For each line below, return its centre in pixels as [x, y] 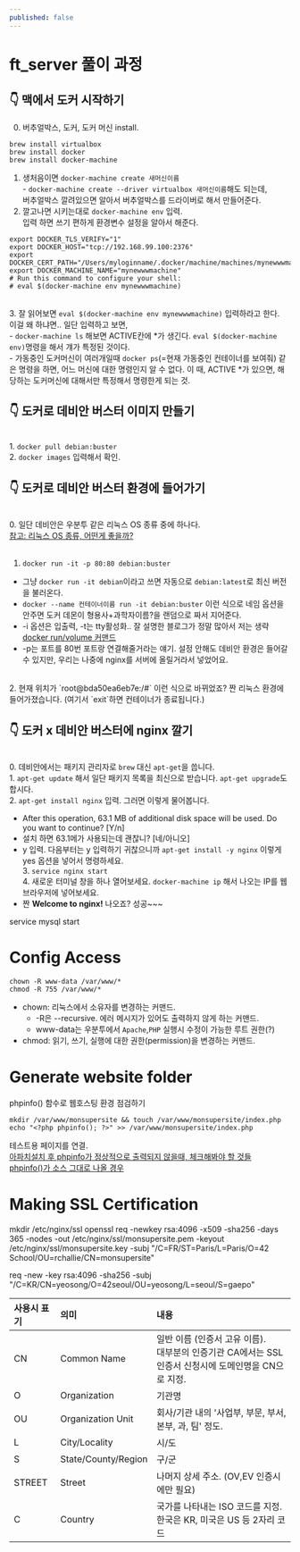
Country [77, 1519]
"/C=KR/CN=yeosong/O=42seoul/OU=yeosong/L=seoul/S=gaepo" [132, 1284]
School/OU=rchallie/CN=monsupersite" [82, 1257]
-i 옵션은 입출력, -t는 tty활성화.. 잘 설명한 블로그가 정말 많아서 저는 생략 [146, 626]
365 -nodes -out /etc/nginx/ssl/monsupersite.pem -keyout [117, 1238]
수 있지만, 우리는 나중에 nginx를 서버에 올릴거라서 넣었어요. [125, 660]
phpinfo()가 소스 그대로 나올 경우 [67, 1168]
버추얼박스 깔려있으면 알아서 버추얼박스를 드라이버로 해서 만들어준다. [142, 200]
